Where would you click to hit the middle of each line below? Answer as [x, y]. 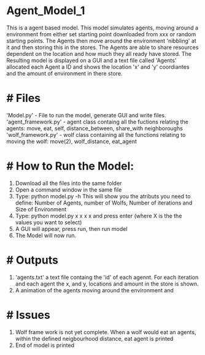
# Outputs [32, 260]
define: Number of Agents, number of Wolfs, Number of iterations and [104, 203]
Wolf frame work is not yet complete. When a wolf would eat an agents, [106, 332]
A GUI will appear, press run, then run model [71, 228]
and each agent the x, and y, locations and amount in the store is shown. [107, 284]
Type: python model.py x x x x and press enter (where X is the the [99, 216]
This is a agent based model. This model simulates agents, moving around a [102, 28]
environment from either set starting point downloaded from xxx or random [101, 34]
